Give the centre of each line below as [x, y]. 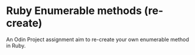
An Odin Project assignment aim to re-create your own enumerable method [97, 39]
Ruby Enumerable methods [74, 11]
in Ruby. [16, 46]
